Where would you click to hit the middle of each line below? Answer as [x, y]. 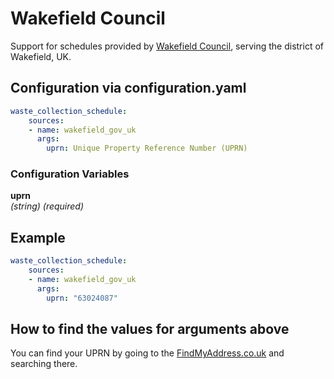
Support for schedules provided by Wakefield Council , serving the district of [167, 46]
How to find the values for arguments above [150, 329]
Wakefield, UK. [41, 56]
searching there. [44, 364]
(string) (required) [47, 206]
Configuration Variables [70, 174]
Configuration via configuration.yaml [128, 88]
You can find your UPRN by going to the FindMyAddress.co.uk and [147, 353]
